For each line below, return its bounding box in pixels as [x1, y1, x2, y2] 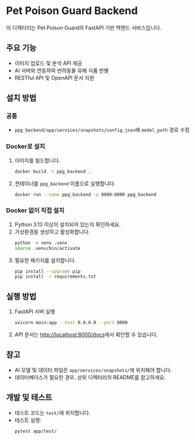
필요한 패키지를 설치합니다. [14, 256, 76, 264]
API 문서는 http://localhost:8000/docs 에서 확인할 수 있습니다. [14, 331, 158, 338]
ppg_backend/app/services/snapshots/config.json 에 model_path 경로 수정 [14, 126, 190, 133]
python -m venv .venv [14, 240, 67, 246]
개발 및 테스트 [6, 393, 53, 403]
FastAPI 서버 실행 [14, 308, 56, 315]
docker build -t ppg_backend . [14, 169, 91, 174]
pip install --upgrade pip [14, 268, 81, 274]
